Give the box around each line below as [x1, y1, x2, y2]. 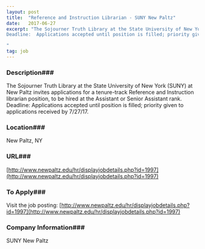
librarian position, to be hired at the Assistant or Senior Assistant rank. [6, 95, 182, 102]
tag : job [6, 48, 29, 55]
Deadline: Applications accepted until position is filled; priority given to [6, 102, 184, 109]
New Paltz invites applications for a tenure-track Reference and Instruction [6, 89, 194, 96]
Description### [6, 68, 54, 77]
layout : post [6, 9, 40, 15]
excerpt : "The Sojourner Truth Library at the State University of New [6, 26, 192, 32]
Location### [6, 123, 46, 132]
